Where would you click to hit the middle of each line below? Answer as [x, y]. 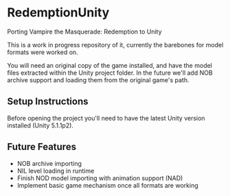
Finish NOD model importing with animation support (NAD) [100, 178]
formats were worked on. [43, 52]
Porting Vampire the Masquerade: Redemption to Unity [85, 32]
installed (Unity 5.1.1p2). [41, 125]
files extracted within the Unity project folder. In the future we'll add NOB [110, 73]
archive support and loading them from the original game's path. [98, 79]
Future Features [42, 147]
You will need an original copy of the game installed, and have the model [110, 65]
